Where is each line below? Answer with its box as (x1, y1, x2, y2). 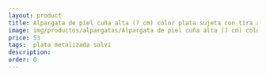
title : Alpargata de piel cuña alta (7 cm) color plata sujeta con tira (8, 19, 253, 27)
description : (8, 48, 51, 56)
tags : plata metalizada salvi (8, 41, 112, 49)
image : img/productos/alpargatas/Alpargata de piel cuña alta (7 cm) (8, 26, 243, 34)
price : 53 (8, 33, 41, 42)
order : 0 (8, 56, 37, 64)
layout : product (8, 11, 62, 20)
